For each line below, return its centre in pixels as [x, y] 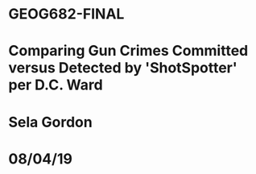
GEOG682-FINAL [66, 14]
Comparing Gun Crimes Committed [128, 51]
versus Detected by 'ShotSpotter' [123, 68]
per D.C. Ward [56, 85]
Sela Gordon [50, 122]
